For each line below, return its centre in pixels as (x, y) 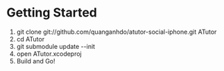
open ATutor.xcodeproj (49, 54)
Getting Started (52, 13)
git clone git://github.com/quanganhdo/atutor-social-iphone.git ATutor (117, 32)
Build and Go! (36, 61)
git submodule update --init (55, 46)
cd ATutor (31, 39)
